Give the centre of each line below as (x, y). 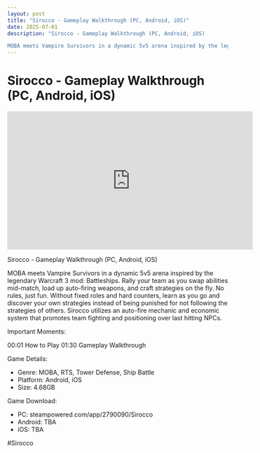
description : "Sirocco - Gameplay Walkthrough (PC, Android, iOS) (106, 33)
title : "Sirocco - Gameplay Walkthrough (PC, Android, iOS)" (98, 20)
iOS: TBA (30, 430)
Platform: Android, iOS (50, 380)
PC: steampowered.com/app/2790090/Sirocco (85, 414)
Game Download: (32, 401)
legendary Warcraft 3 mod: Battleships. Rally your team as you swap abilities (118, 281)
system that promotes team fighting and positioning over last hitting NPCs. (115, 318)
